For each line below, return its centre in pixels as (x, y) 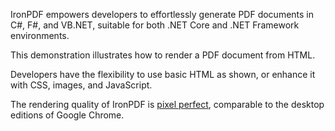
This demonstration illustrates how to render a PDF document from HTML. (163, 55)
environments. (40, 35)
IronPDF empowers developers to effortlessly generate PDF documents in (162, 14)
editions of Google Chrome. (67, 115)
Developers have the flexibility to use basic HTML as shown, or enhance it (163, 74)
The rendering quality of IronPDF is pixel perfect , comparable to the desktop (167, 104)
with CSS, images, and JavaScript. (81, 85)
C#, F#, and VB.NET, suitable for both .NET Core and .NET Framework (155, 25)
